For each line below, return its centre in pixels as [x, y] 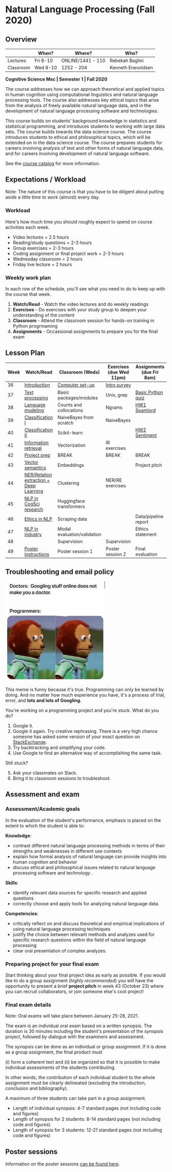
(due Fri [150, 372]
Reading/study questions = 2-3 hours [52, 243]
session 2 [116, 554]
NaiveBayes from [76, 418]
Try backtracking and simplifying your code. [59, 748]
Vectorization [72, 445]
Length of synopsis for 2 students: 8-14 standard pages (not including [87, 1119]
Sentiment [146, 435]
